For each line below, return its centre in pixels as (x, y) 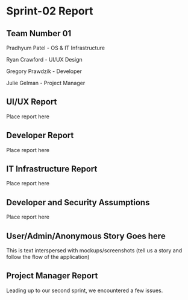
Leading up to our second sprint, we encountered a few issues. (85, 290)
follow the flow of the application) (48, 257)
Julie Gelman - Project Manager (46, 83)
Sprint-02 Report (50, 11)
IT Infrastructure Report (52, 169)
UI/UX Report (32, 102)
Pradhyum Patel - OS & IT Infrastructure (56, 48)
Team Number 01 (39, 34)
